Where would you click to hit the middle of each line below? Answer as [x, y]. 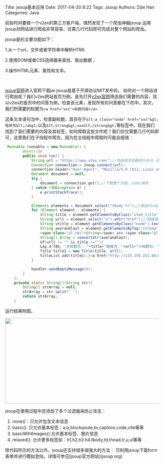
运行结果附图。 [20, 311]
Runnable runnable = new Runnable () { [47, 147]
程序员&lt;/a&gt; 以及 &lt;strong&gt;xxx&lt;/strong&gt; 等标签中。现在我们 [80, 125]
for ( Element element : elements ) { [68, 210]
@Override [32, 151]
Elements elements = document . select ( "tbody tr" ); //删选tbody [95, 206]
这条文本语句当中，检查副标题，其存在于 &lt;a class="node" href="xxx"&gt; [82, 119]
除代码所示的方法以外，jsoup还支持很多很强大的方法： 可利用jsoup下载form [81, 450]
